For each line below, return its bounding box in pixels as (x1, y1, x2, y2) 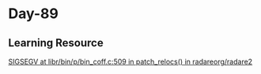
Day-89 (8, 5, 59, 23)
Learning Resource (8, 36, 104, 50)
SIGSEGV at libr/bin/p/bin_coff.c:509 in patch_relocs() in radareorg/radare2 (8, 57, 253, 66)
